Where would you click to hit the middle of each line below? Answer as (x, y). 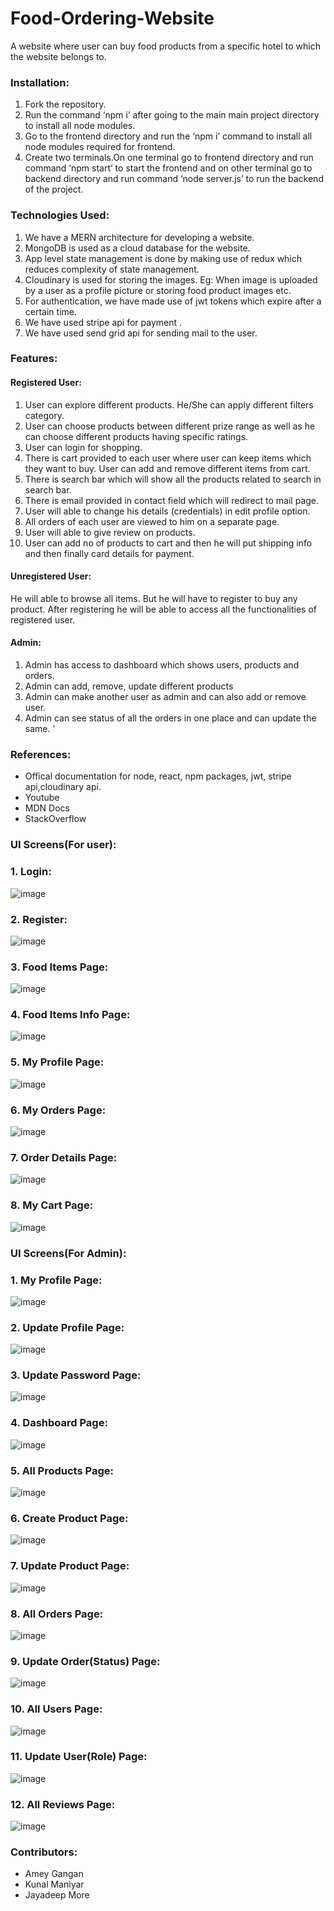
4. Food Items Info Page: (70, 1015)
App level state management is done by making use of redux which (163, 258)
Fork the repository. (65, 104)
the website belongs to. (58, 56)
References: (41, 754)
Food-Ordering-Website (112, 18)
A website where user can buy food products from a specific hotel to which (165, 46)
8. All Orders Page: (57, 1614)
